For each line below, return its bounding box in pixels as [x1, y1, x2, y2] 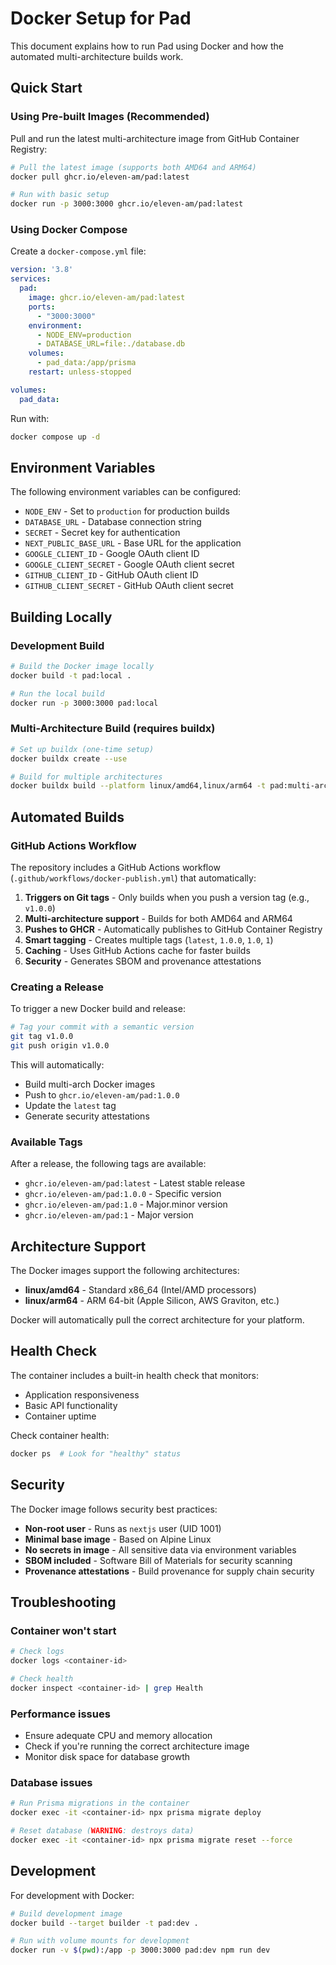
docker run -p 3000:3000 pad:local [10, 698, 159, 708]
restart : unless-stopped [28, 367, 132, 377]
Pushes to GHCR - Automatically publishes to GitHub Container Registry [24, 923, 323, 936]
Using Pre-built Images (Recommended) [10, 110, 210, 124]
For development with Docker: [10, 1889, 135, 1901]
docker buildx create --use [10, 753, 128, 764]
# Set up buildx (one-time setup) [10, 744, 155, 754]
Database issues [10, 1775, 93, 1789]
